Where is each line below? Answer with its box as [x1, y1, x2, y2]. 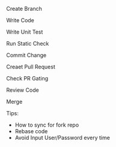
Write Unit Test [6, 28, 43, 35]
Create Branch [6, 5, 42, 12]
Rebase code [14, 128, 48, 134]
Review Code [6, 86, 39, 94]
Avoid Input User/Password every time [14, 134, 110, 141]
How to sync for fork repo [14, 121, 79, 128]
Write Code [6, 17, 35, 23]
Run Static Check [6, 40, 49, 47]
